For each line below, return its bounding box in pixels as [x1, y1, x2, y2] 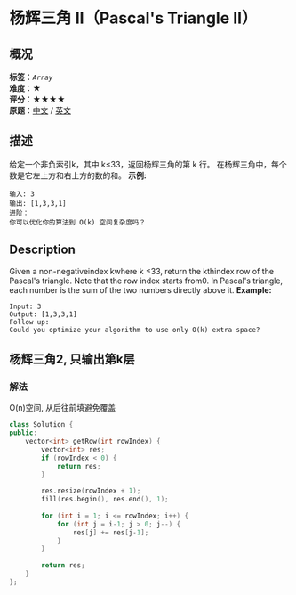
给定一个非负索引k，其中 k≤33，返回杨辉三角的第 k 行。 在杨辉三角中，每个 [9, 159, 287, 169]
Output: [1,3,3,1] [9, 309, 77, 319]
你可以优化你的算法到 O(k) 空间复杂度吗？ [9, 217, 147, 227]
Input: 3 [9, 302, 42, 311]
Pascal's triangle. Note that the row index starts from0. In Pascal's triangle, [9, 275, 283, 286]
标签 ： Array [9, 72, 53, 82]
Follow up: [9, 317, 50, 326]
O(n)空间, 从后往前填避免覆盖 [9, 403, 116, 413]
